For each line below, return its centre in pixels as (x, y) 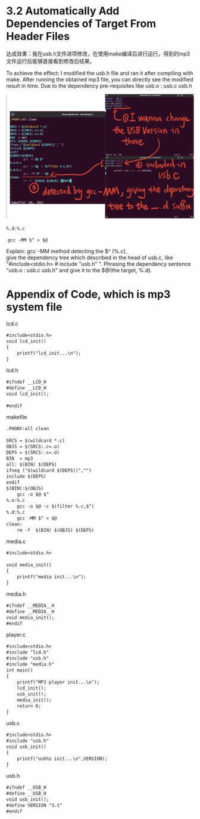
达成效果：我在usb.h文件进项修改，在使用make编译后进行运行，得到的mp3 (98, 53)
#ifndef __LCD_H (26, 382)
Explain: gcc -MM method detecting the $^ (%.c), (67, 251)
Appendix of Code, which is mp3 (88, 294)
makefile (17, 417)
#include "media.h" (30, 664)
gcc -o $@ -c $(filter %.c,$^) (56, 506)
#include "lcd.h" (28, 652)
